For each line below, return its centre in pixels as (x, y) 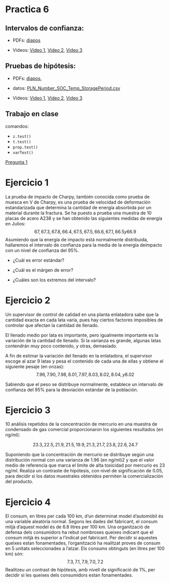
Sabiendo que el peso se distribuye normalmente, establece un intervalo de (84, 384)
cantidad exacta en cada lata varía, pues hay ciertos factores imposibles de (84, 320)
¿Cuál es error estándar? (38, 260)
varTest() (23, 153)
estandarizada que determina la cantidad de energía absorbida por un (78, 207)
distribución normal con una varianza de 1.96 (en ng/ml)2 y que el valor (80, 460)
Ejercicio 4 (28, 502)
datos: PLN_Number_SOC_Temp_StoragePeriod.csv (66, 88)
